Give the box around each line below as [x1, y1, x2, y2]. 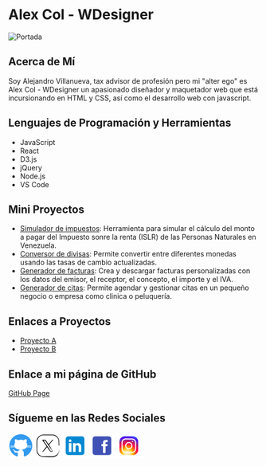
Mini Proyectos [8, 202, 85, 216]
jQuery [19, 163, 42, 172]
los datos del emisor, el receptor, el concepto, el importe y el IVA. [19, 275, 233, 284]
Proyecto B [19, 344, 57, 354]
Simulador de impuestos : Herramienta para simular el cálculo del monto [19, 224, 255, 233]
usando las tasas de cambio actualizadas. [19, 257, 158, 268]
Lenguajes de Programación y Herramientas [8, 116, 232, 130]
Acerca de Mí [8, 55, 76, 69]
